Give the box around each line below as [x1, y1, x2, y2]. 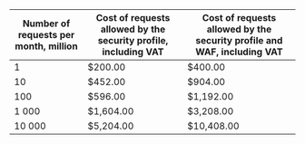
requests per [17, 29, 75, 41]
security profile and [195, 34, 283, 46]
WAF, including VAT [194, 45, 283, 58]
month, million [15, 40, 79, 53]
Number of [22, 17, 71, 30]
